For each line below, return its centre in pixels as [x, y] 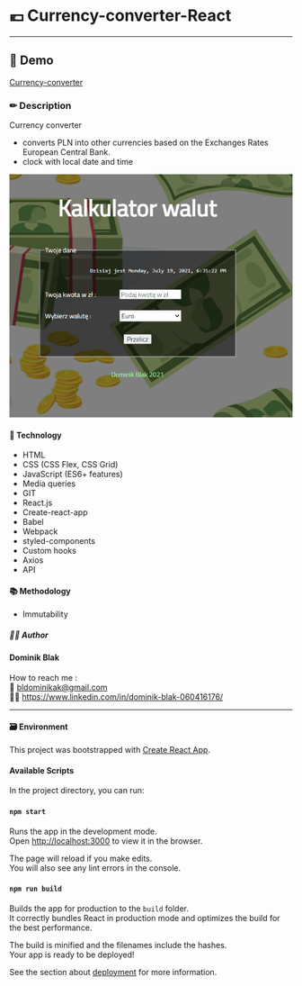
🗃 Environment [39, 727]
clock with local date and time [77, 162]
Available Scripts [42, 770]
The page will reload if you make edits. [81, 858]
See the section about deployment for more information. [113, 972]
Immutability [45, 614]
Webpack [40, 531]
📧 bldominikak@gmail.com [58, 687]
